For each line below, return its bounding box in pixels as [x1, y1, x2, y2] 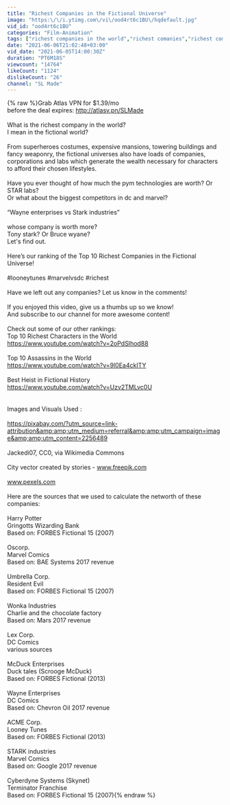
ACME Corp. [7, 718, 42, 727]
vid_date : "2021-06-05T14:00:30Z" [7, 49, 106, 56]
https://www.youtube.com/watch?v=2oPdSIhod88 [7, 339, 149, 348]
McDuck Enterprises [7, 660, 65, 669]
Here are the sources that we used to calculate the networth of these [7, 492, 202, 501]
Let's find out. [7, 237, 47, 245]
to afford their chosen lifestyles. [7, 165, 97, 173]
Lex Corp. [7, 631, 36, 639]
